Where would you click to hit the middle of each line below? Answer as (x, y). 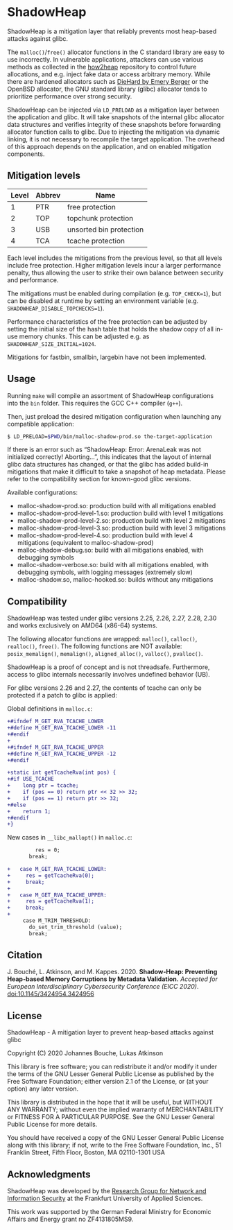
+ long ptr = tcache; (43, 786)
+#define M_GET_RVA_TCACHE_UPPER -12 (62, 754)
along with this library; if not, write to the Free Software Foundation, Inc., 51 (114, 1145)
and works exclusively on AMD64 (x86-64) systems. (83, 625)
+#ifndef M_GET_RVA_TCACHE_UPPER (55, 747)
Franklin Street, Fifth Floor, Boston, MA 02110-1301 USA (86, 1152)
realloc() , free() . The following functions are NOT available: (95, 646)
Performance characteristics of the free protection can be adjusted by (107, 321)
